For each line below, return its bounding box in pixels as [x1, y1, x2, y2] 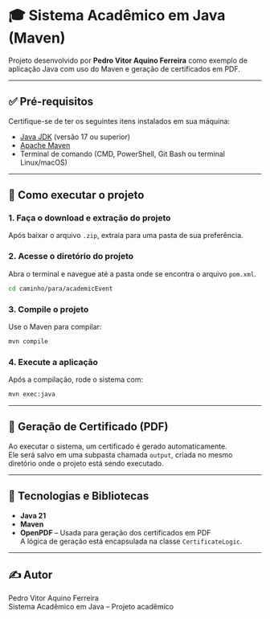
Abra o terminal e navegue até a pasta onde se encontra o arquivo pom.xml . [8, 269, 257, 278]
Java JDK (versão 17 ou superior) [19, 132, 131, 141]
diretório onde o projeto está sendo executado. [8, 458, 164, 468]
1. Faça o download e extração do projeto [8, 212, 171, 223]
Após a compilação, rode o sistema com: [8, 375, 143, 384]
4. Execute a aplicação [8, 356, 99, 367]
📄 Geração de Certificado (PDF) [8, 420, 169, 434]
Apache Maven [19, 140, 71, 150]
